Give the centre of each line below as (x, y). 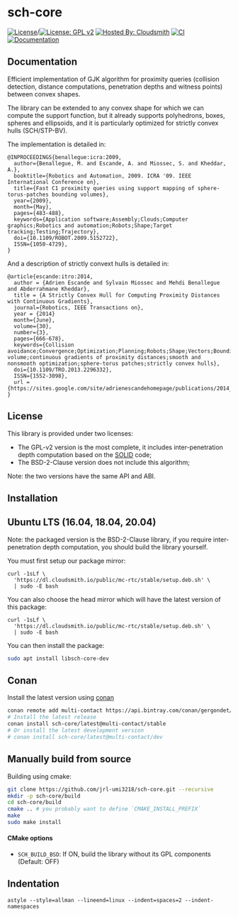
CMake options (30, 838)
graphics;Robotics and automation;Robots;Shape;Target (90, 225)
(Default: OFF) (38, 862)
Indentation (34, 884)
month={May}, (33, 207)
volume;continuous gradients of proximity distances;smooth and (104, 357)
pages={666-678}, (39, 339)
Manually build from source (69, 759)
